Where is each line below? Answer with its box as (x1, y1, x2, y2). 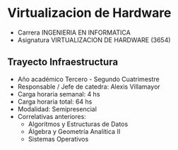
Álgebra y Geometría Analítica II (28, 127, 121, 135)
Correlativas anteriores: (17, 112, 86, 120)
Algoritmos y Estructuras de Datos (28, 120, 129, 128)
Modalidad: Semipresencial (17, 104, 97, 113)
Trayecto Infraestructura (7, 56, 119, 68)
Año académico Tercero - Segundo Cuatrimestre (17, 75, 160, 83)
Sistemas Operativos (28, 135, 89, 143)
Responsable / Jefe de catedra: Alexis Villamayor (17, 82, 160, 91)
